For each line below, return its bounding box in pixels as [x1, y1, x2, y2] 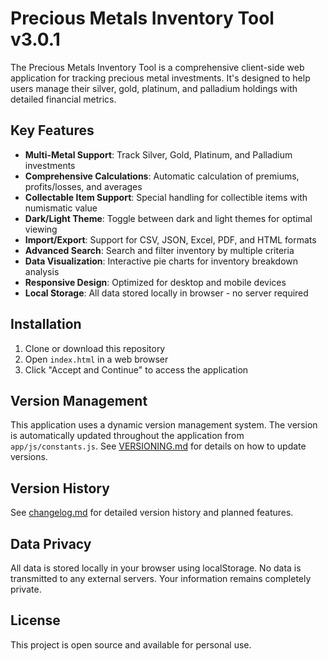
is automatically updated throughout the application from [10, 430, 245, 442]
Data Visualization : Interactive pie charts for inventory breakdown [24, 255, 298, 267]
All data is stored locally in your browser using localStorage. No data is [10, 562, 302, 574]
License [10, 612, 61, 629]
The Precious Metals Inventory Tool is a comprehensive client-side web [10, 61, 305, 73]
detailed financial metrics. [10, 93, 117, 105]
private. [10, 583, 42, 595]
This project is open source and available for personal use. [10, 638, 252, 651]
